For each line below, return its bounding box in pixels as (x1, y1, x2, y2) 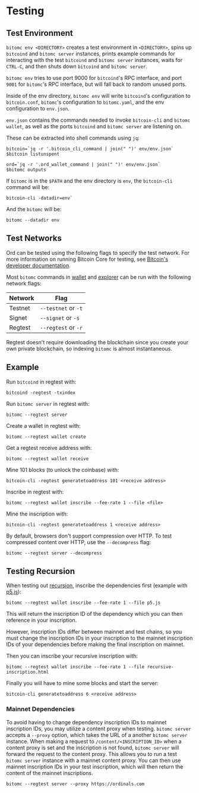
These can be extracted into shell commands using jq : (6, 134, 140, 141)
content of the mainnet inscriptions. (6, 769, 93, 776)
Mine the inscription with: (6, 510, 68, 517)
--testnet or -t (40, 304, 83, 312)
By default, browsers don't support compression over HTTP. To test (6, 532, 172, 539)
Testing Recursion (6, 566, 75, 576)
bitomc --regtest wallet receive (6, 455, 89, 462)
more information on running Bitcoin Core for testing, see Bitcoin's (6, 255, 168, 263)
